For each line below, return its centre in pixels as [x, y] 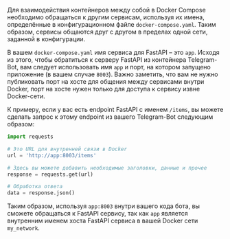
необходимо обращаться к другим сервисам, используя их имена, [106, 17]
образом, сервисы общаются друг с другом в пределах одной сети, [107, 32]
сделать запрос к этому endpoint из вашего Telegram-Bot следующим [110, 117]
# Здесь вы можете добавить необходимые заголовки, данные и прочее [107, 168]
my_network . [23, 228]
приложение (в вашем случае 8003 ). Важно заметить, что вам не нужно [113, 74]
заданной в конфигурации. [46, 39]
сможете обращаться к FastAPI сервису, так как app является [97, 214]
